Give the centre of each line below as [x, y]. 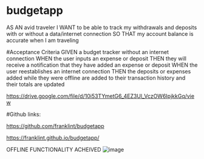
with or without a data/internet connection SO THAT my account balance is [100, 33]
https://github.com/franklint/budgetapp [55, 126]
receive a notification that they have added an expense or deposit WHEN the [102, 65]
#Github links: [24, 114]
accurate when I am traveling [42, 40]
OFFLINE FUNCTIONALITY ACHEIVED [54, 149]
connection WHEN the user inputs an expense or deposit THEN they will [97, 58]
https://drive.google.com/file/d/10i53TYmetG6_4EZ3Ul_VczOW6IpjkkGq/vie [100, 96]
